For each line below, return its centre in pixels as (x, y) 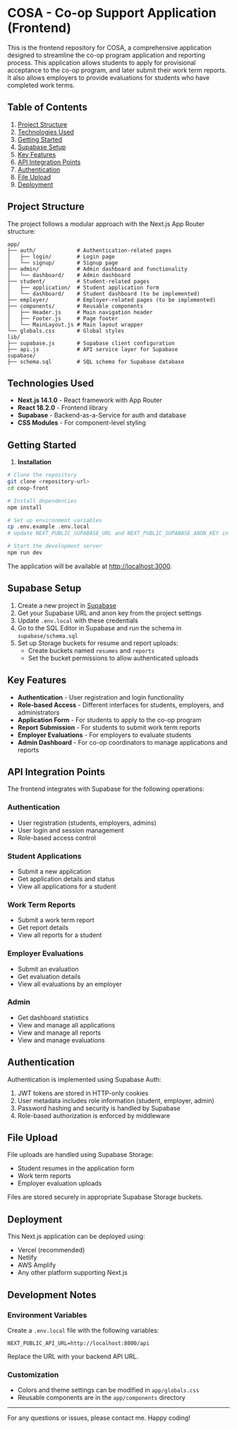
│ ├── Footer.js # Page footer (63, 318)
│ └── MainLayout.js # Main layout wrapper (75, 324)
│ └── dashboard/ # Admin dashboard (69, 275)
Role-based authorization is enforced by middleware (94, 1115)
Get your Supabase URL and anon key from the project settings (110, 613)
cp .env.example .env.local (49, 527)
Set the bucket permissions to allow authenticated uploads (113, 658)
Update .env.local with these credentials (78, 621)
